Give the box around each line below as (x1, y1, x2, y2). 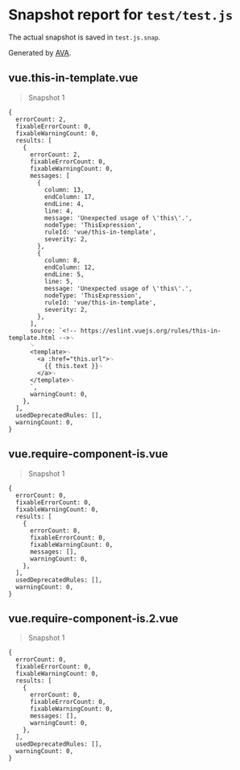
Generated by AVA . (8, 48, 72, 57)
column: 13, (43, 185, 85, 194)
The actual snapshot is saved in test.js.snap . (8, 32, 161, 42)
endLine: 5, (43, 270, 85, 279)
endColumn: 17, (43, 192, 95, 201)
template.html (8, 333, 56, 342)
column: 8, (43, 256, 81, 264)
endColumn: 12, (43, 263, 95, 271)
